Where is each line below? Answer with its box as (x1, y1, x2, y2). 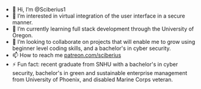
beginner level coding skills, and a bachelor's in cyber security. (12, 44, 171, 52)
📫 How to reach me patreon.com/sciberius (12, 52, 122, 59)
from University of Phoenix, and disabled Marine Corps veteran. (12, 76, 173, 83)
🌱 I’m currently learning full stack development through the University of (12, 25, 194, 32)
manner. (12, 19, 34, 26)
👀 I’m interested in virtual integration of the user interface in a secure (12, 12, 185, 20)
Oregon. (12, 32, 33, 39)
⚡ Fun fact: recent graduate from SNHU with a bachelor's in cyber (12, 61, 178, 68)
